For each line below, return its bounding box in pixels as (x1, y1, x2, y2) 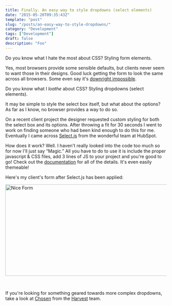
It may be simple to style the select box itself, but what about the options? (5, 101, 161, 107)
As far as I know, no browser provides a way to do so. (5, 106, 119, 113)
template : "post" (5, 17, 42, 22)
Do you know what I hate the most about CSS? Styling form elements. (5, 55, 152, 61)
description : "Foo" (5, 41, 47, 46)
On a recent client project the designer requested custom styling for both (5, 116, 160, 122)
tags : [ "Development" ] (5, 31, 54, 36)
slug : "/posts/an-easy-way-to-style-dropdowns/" (5, 21, 111, 27)
